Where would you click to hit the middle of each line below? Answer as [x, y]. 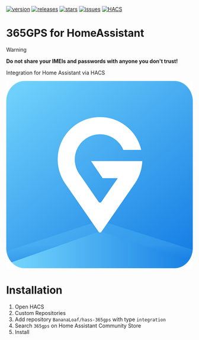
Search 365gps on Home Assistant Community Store [78, 325]
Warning [16, 49]
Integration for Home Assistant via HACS [56, 73]
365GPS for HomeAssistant [75, 33]
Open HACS [29, 307]
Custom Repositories [40, 313]
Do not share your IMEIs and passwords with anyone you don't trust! [92, 61]
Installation [34, 290]
